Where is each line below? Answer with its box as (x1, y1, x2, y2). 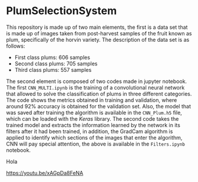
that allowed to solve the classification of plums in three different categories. (6, 90, 192, 97)
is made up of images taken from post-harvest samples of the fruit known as (6, 29, 192, 37)
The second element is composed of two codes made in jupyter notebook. (6, 78, 187, 85)
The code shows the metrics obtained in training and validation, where (6, 96, 177, 104)
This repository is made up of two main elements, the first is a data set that (6, 24, 188, 31)
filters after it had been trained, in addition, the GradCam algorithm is (6, 128, 173, 135)
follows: (6, 42, 25, 49)
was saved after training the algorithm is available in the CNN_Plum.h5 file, (6, 109, 183, 116)
